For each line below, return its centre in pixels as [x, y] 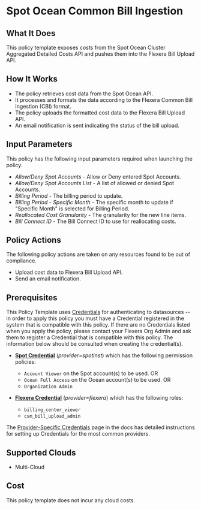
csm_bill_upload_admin [52, 417]
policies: [25, 362]
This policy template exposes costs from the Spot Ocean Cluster [86, 47]
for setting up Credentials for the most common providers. [78, 434]
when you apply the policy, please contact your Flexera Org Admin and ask [99, 331]
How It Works [32, 79]
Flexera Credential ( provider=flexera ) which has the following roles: [99, 398]
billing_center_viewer [52, 410]
